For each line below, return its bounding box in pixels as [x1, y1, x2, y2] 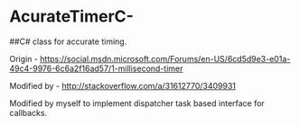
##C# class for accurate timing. [9, 36, 127, 47]
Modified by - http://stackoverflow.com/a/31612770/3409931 [9, 80, 237, 91]
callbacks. [9, 107, 48, 118]
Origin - [9, 53, 39, 64]
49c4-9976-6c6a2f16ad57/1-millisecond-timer [9, 63, 183, 74]
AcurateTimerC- [9, 6, 134, 27]
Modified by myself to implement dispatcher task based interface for [9, 97, 265, 109]
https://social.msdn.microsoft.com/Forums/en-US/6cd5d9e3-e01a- [40, 53, 291, 64]
